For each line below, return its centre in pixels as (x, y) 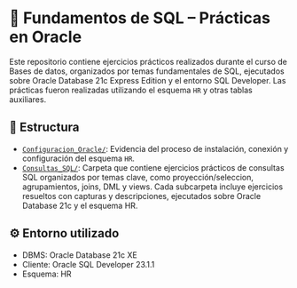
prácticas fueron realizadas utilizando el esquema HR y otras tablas (131, 90)
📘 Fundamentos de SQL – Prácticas (140, 18)
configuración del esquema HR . (78, 158)
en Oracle (46, 37)
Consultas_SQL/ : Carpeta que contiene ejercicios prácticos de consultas (153, 167)
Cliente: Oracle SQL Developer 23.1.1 (88, 264)
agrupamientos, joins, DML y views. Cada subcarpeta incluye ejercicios (152, 187)
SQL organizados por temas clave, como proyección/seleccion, (138, 177)
